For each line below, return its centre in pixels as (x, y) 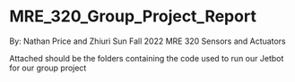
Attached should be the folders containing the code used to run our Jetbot (147, 58)
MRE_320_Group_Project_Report (133, 16)
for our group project (48, 68)
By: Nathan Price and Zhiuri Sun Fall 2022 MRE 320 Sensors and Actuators (147, 41)
